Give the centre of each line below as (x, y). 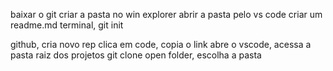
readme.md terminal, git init (67, 25)
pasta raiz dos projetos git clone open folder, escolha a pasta (136, 55)
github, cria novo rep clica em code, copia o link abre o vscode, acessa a (161, 44)
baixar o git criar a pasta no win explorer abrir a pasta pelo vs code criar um (166, 14)
